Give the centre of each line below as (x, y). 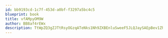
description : (19, 28)
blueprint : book (22, 14)
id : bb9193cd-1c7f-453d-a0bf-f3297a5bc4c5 (50, 10)
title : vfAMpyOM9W (24, 19)
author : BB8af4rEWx (25, 23)
